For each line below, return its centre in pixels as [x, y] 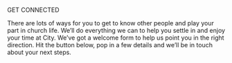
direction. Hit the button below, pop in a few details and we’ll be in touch [110, 45]
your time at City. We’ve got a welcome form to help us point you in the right [116, 38]
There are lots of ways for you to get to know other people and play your [111, 23]
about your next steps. [39, 52]
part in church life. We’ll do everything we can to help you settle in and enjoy [116, 30]
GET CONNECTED [34, 10]
